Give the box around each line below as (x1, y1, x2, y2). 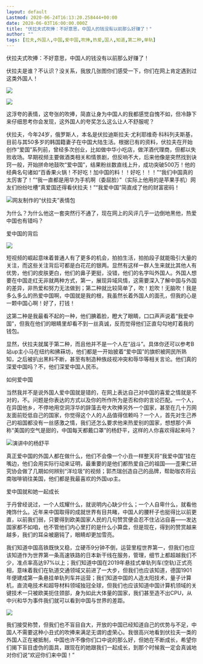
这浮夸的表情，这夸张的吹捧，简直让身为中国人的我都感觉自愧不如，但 (6, 110, 181, 117)
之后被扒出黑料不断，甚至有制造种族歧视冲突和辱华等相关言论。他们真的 (16, 355, 197, 363)
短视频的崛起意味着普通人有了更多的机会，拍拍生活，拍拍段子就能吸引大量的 (6, 254, 197, 261)
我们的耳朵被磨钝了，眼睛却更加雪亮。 (22, 531, 118, 538)
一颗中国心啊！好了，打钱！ (6, 300, 76, 306)
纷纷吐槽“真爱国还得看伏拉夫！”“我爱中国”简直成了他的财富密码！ (16, 184, 180, 191)
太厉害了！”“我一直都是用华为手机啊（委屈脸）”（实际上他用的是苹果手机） (6, 176, 191, 183)
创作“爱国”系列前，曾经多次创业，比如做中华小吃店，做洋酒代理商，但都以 (6, 146, 192, 153)
